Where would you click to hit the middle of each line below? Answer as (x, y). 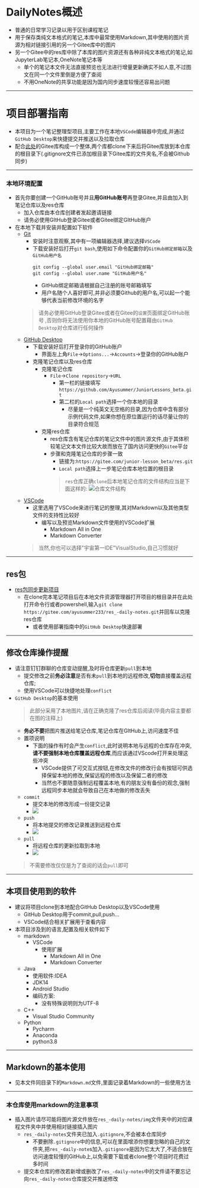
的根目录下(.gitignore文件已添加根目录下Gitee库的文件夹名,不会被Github (102, 153)
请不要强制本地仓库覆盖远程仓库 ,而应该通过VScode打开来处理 (108, 753)
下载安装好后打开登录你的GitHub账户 (77, 347)
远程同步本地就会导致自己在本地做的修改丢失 (96, 790)
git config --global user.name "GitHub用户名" (89, 274)
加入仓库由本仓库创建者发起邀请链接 (68, 212)
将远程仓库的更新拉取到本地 (66, 845)
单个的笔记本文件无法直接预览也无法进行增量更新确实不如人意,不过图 (107, 67)
